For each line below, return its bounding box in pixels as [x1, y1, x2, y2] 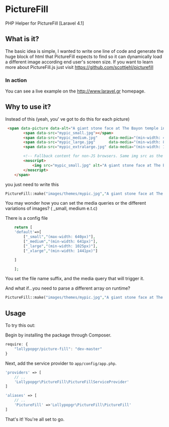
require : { [5, 342, 28, 347]
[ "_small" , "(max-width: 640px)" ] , [23, 234, 96, 239]
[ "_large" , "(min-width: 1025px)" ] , [23, 243, 98, 248]
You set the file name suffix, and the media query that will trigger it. [5, 276, 144, 282]
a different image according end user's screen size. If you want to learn [5, 59, 153, 65]
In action [5, 76, 27, 83]
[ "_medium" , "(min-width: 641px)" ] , [23, 239, 98, 244]
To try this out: [5, 322, 36, 328]
